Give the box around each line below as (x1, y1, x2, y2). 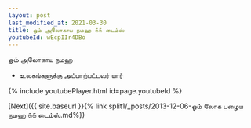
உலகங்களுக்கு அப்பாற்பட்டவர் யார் (19, 71, 124, 80)
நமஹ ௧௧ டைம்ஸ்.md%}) (8, 111, 85, 120)
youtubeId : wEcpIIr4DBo (8, 33, 86, 42)
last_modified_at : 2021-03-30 (8, 19, 107, 27)
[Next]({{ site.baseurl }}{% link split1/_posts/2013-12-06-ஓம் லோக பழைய (8, 101, 243, 111)
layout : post (8, 11, 51, 20)
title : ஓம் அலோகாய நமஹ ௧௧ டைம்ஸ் (8, 26, 125, 34)
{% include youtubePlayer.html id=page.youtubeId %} (8, 86, 183, 96)
